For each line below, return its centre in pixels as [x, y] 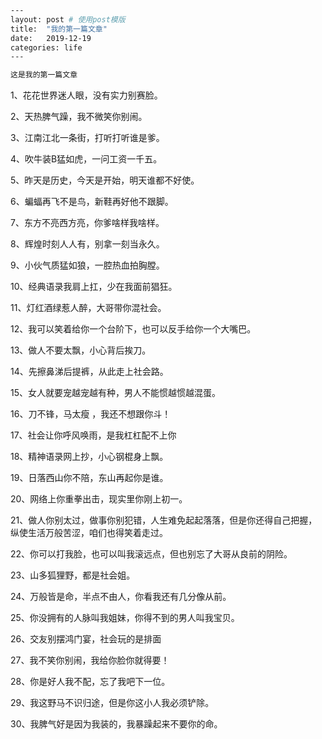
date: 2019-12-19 [51, 38]
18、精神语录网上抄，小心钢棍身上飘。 [89, 457]
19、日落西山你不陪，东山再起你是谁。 [89, 478]
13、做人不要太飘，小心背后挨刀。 [81, 350]
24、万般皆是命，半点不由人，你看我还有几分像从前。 [121, 597]
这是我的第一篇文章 [44, 75]
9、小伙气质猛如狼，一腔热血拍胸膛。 [87, 265]
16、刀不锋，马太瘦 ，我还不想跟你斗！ [91, 414]
